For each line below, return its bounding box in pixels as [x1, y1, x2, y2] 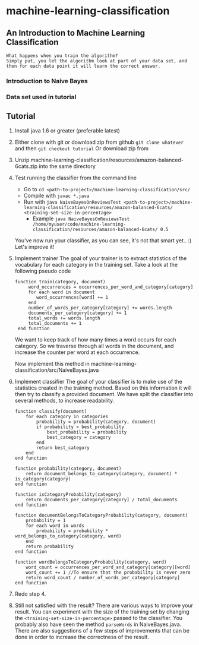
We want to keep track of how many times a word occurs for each [14, 336, 176, 343]
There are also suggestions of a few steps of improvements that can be [14, 627, 190, 634]
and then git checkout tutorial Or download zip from [14, 144, 149, 152]
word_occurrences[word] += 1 [36, 294, 109, 301]
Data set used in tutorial [6, 93, 77, 101]
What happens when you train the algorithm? [6, 53, 118, 59]
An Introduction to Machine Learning [6, 28, 146, 38]
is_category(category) [14, 476, 71, 482]
